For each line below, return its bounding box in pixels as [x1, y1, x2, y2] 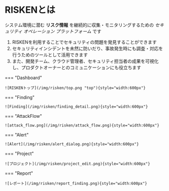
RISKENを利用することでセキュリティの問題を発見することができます [12, 39, 157, 45]
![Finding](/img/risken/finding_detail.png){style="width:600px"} [5, 104, 148, 109]
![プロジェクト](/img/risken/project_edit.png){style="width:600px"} [5, 161, 150, 166]
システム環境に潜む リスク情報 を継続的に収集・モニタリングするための [5, 22, 154, 28]
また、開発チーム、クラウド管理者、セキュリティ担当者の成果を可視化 [12, 58, 159, 64]
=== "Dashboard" [5, 74, 42, 81]
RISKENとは [5, 4, 56, 16]
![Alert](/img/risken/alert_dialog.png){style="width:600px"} [5, 141, 139, 147]
